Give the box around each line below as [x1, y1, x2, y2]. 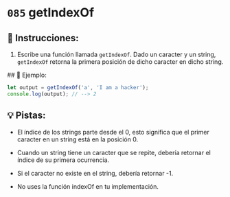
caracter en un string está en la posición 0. [16, 135, 139, 143]
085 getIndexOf [7, 5, 95, 21]
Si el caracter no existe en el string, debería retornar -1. [16, 169, 174, 177]
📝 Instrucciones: [7, 32, 79, 44]
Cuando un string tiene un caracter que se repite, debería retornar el [16, 148, 211, 157]
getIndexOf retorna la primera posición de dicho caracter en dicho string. [16, 58, 224, 66]
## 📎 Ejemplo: [7, 71, 47, 79]
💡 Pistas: [7, 110, 46, 121]
